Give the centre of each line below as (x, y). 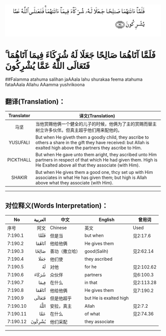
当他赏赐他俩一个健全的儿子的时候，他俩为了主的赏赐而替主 (96, 124)
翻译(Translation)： (35, 101)
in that (91, 282)
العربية (40, 220)
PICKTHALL (19, 160)
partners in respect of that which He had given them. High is (96, 160)
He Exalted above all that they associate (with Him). (87, 165)
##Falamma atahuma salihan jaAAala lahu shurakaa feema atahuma (74, 79)
